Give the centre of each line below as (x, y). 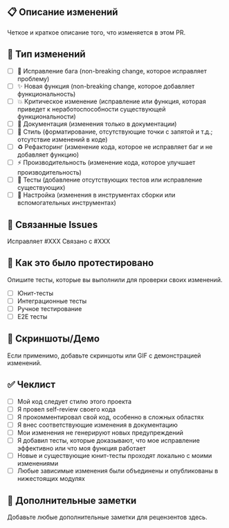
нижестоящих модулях (51, 479)
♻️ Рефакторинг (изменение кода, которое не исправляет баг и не (115, 147)
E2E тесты (32, 316)
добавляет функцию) (48, 155)
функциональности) (46, 116)
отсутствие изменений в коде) (62, 139)
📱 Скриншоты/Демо (54, 339)
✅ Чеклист (31, 385)
